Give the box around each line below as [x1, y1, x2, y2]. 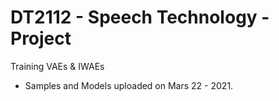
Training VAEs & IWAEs [10, 60, 105, 72]
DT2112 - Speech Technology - [10, 6, 270, 29]
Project [10, 27, 72, 50]
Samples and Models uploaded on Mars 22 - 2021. [24, 79, 234, 91]
